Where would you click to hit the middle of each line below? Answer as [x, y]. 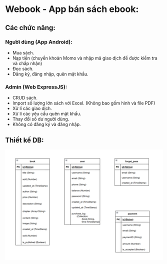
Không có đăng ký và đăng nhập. [46, 124]
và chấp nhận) [27, 63]
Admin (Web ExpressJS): [36, 87]
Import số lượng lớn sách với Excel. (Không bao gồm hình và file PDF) [84, 103]
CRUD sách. [25, 98]
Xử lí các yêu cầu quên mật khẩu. [47, 114]
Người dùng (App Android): [39, 42]
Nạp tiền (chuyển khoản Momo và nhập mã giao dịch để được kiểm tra [85, 58]
